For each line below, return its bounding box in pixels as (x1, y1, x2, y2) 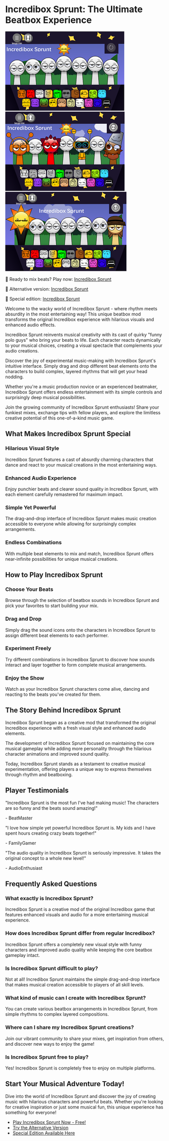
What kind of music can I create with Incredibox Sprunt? (5, 994, 146, 1001)
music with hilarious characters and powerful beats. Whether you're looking (5, 1098, 163, 1104)
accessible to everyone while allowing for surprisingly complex (5, 521, 137, 527)
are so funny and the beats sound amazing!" (5, 805, 98, 811)
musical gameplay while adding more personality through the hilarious (5, 745, 152, 752)
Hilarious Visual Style (5, 445, 59, 452)
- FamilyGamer (5, 840, 36, 846)
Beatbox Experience (5, 14, 92, 26)
